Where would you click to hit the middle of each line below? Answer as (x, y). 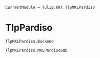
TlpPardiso (29, 28)
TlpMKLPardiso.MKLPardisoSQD (36, 50)
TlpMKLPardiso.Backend (29, 41)
